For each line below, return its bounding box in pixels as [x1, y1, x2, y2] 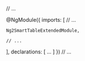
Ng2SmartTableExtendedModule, [6, 28, 80, 33]
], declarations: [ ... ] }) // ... [6, 48, 72, 55]
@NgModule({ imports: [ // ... [6, 16, 76, 23]
